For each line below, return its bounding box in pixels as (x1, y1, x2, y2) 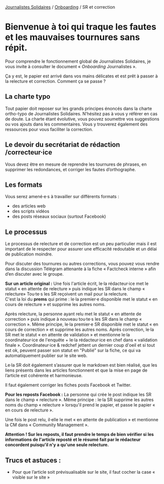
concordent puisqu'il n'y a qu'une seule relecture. (5, 442, 109, 448)
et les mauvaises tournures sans (5, 32, 141, 43)
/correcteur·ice (5, 148, 52, 156)
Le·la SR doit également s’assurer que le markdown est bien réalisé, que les (5, 362, 158, 368)
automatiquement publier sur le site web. (5, 353, 88, 358)
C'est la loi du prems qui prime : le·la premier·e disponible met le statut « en (5, 296, 158, 302)
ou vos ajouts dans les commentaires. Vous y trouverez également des (5, 121, 148, 127)
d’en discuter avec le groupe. (5, 271, 64, 277)
